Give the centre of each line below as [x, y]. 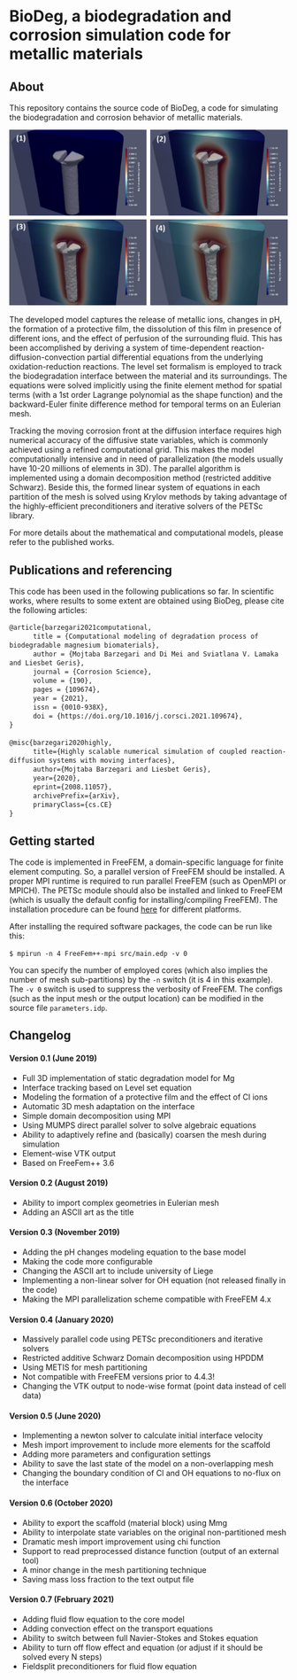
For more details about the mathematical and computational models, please [146, 533]
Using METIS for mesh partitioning [84, 1367]
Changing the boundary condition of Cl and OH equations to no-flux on [151, 1474]
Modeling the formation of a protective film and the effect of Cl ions [145, 1097]
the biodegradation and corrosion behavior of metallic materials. [126, 117]
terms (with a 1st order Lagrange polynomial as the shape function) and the [146, 395]
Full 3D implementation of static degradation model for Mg [128, 1077]
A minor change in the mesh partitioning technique [114, 1569]
